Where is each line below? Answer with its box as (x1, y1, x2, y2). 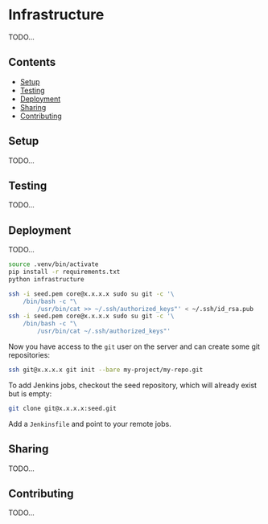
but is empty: (8, 388, 52, 399)
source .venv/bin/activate (8, 260, 99, 268)
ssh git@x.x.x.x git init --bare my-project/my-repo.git (8, 366, 204, 375)
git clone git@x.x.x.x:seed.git (8, 404, 117, 412)
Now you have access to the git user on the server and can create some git (8, 342, 260, 351)
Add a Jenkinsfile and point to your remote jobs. (8, 419, 171, 428)
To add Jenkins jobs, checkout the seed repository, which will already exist (8, 380, 258, 390)
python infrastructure (8, 275, 85, 283)
